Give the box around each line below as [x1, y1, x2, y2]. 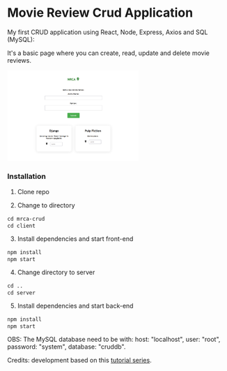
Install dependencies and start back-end [17, 301, 134, 310]
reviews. [7, 56, 31, 64]
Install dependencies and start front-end [17, 235, 134, 243]
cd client [7, 222, 36, 229]
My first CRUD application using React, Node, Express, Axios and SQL [7, 28, 208, 36]
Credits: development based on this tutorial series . [7, 356, 152, 364]
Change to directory [17, 200, 75, 210]
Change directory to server [17, 268, 95, 276]
